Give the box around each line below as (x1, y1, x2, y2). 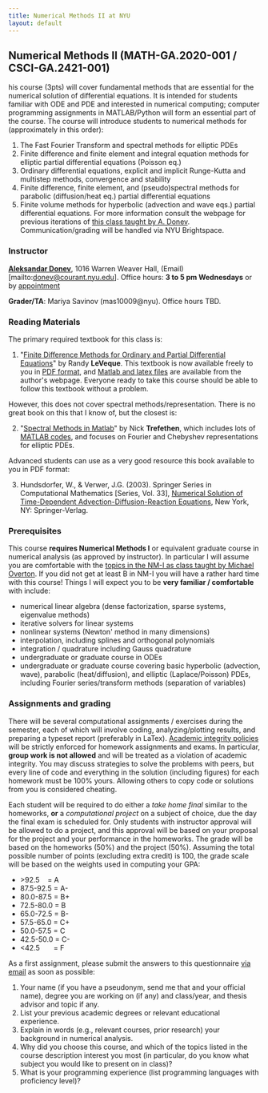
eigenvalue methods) (19, 610, 90, 620)
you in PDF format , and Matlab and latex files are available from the (19, 366, 242, 376)
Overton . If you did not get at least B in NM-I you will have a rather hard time (8, 569, 260, 579)
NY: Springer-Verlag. (19, 505, 89, 514)
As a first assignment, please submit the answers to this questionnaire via (8, 958, 251, 968)
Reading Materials (8, 316, 81, 327)
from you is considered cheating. (8, 784, 118, 794)
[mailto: (8, 272, 34, 282)
